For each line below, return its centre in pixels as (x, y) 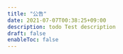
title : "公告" (27, 14)
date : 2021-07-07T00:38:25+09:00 (57, 20)
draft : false (27, 33)
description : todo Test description (61, 27)
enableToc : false (33, 40)
